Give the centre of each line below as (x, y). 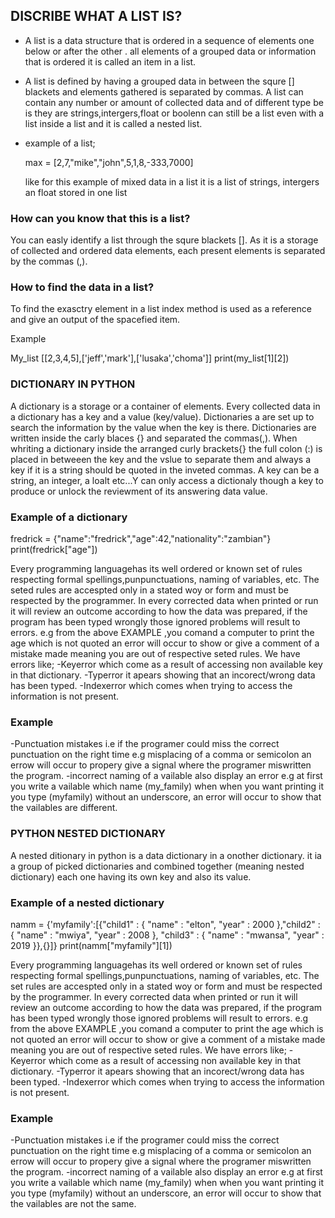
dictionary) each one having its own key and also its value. (131, 876)
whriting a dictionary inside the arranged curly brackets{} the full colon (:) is (166, 448)
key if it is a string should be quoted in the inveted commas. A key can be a (165, 470)
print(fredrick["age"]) (54, 549)
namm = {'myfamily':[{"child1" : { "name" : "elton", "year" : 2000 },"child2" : (165, 924)
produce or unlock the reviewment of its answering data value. (139, 491)
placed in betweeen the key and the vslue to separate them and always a (161, 459)
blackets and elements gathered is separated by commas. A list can (164, 91)
